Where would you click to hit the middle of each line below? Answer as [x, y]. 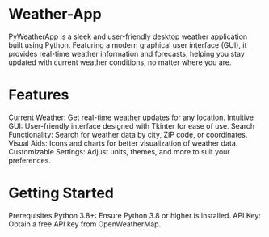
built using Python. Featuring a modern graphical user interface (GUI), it [128, 44]
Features [39, 95]
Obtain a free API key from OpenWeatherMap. [85, 224]
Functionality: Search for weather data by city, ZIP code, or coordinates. [128, 134]
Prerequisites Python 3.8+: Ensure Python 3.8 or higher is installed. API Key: [134, 215]
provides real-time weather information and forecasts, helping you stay [126, 53]
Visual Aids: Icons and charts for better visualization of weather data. [123, 143]
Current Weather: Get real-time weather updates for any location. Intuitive [131, 117]
